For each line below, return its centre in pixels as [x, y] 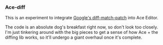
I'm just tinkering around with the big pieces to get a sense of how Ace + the [81, 32]
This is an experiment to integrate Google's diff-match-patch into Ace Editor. [82, 18]
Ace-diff [15, 7]
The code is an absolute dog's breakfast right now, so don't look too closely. [81, 27]
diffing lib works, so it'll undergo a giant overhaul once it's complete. [74, 37]
